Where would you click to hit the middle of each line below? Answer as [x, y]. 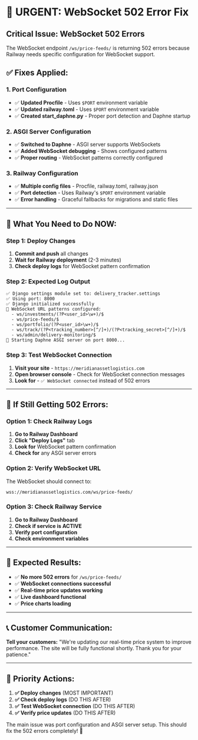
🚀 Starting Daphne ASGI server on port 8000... [66, 340]
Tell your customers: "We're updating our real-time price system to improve [99, 642]
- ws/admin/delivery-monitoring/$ [54, 335]
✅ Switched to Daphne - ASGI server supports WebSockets [88, 144]
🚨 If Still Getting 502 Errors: [57, 404]
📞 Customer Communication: [59, 628]
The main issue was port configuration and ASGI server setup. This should [96, 725]
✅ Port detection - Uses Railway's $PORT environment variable [90, 193]
